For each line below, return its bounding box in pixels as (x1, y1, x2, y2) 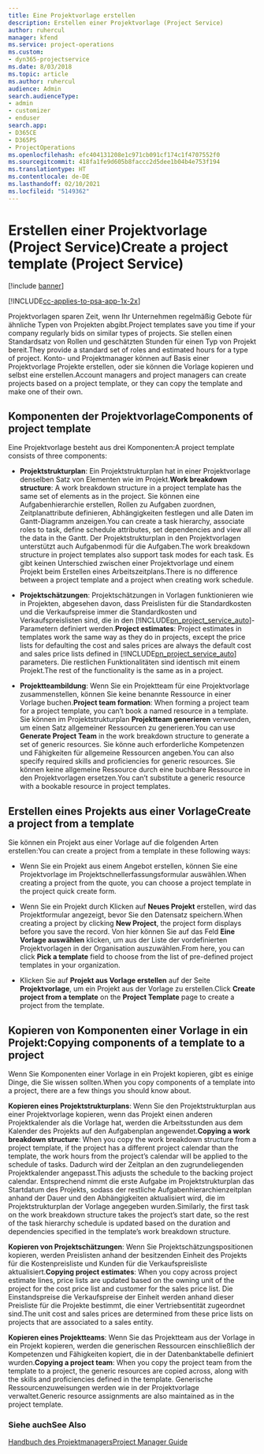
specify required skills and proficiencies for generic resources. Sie (19, 757, 236, 766)
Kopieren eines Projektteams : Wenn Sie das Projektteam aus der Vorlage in (8, 1333, 255, 1342)
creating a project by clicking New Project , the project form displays (19, 919, 242, 928)
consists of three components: (8, 451, 108, 461)
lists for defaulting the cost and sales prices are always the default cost (19, 641, 252, 650)
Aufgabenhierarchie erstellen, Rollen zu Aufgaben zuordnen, (19, 500, 217, 509)
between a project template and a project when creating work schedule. (19, 575, 254, 585)
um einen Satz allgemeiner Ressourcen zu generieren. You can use (19, 723, 236, 733)
